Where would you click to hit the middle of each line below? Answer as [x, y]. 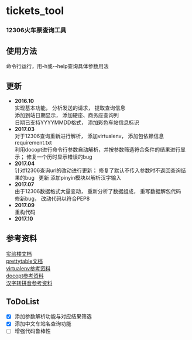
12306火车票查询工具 [36, 30]
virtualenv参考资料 [28, 268]
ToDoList [23, 302]
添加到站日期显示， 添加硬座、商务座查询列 [66, 115]
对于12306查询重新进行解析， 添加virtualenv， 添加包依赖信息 [89, 136]
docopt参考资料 [25, 276]
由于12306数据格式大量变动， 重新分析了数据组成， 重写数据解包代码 [98, 191]
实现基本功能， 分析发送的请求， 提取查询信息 [70, 108]
